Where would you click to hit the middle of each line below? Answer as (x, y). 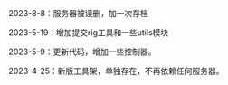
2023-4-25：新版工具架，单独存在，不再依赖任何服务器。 (116, 71)
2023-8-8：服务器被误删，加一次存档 (78, 13)
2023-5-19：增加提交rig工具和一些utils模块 (89, 33)
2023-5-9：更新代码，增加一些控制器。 (82, 52)
